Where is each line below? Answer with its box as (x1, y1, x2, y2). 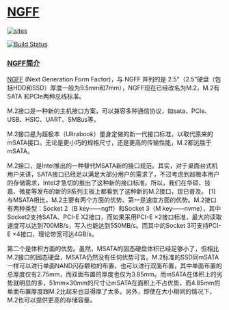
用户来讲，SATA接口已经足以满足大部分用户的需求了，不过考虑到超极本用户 (7, 170, 220, 179)
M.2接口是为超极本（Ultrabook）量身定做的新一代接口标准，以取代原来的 (7, 130, 213, 138)
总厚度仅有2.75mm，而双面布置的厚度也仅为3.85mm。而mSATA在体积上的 (7, 270, 217, 279)
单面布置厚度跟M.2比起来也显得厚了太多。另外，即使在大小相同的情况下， (7, 287, 216, 296)
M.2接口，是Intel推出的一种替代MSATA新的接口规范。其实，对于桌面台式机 (7, 162, 218, 170)
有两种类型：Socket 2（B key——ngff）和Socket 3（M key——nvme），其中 (7, 205, 221, 213)
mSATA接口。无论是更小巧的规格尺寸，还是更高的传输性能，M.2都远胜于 (7, 138, 212, 147)
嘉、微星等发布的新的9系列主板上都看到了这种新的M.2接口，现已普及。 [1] (7, 188, 216, 196)
